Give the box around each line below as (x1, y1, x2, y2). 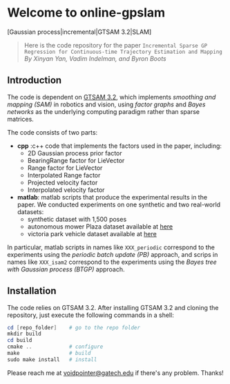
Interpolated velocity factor (27, 185, 105, 194)
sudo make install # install (7, 356, 97, 363)
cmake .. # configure (7, 343, 104, 350)
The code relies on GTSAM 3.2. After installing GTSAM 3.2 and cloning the (7, 303, 219, 311)
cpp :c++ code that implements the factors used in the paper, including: (17, 142, 222, 150)
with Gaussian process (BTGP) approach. (7, 265, 126, 273)
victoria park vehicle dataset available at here (27, 229, 157, 238)
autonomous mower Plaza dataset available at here (27, 222, 173, 231)
